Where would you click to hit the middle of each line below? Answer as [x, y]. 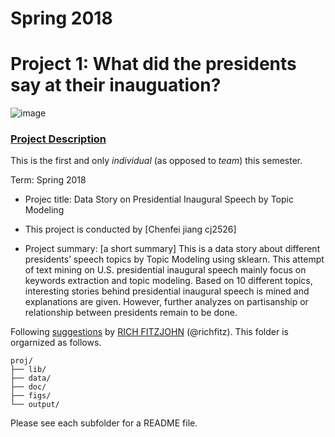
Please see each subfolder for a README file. [104, 423]
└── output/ [35, 405]
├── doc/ [28, 387]
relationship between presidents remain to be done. [131, 313]
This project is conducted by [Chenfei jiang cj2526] [130, 229]
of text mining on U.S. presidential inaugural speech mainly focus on [165, 270]
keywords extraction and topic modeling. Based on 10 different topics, [168, 281]
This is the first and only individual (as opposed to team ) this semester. [156, 161]
